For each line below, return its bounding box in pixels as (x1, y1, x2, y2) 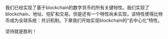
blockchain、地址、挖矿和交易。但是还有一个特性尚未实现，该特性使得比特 (5, 11, 163, 17)
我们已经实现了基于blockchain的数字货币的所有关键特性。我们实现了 (5, 5, 150, 10)
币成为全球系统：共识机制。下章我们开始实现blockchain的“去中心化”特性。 (5, 17, 162, 23)
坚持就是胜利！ (5, 28, 37, 34)
